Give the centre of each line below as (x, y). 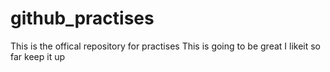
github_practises (82, 18)
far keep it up (37, 56)
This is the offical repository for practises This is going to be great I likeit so (166, 46)
